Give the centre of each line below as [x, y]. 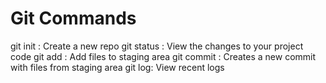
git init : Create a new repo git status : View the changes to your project [157, 46]
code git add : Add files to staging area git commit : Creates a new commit [163, 56]
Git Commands [73, 18]
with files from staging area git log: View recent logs [117, 67]
